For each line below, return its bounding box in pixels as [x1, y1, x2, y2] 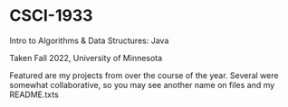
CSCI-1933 [9, 5, 93, 26]
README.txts [9, 89, 59, 100]
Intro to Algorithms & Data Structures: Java [9, 35, 169, 46]
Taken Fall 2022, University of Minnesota [9, 52, 163, 63]
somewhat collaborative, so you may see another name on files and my [9, 79, 275, 90]
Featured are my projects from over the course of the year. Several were [9, 69, 279, 81]
